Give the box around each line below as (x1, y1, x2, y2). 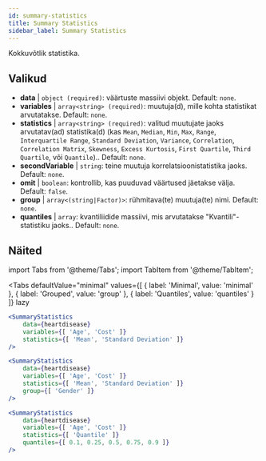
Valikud (8, 71, 47, 85)
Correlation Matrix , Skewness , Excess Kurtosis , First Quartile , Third (19, 144, 252, 154)
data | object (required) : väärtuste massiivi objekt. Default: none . (19, 93, 236, 102)
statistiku (19, 221, 50, 230)
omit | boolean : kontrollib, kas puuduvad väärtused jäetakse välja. (19, 178, 236, 188)
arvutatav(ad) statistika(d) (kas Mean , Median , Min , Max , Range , (19, 127, 217, 137)
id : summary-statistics (8, 11, 88, 20)
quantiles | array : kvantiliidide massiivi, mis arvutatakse (19, 212, 204, 222)
